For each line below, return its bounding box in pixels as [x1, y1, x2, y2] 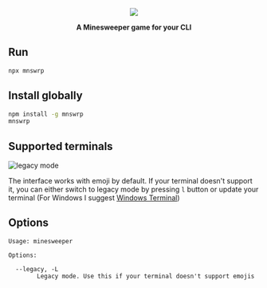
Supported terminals [8, 140, 113, 153]
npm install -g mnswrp [8, 110, 84, 118]
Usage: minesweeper [8, 237, 73, 245]
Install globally [8, 89, 83, 103]
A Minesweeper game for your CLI [76, 22, 192, 32]
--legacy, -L [15, 265, 59, 273]
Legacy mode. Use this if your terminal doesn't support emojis [37, 272, 255, 280]
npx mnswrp [8, 66, 45, 75]
